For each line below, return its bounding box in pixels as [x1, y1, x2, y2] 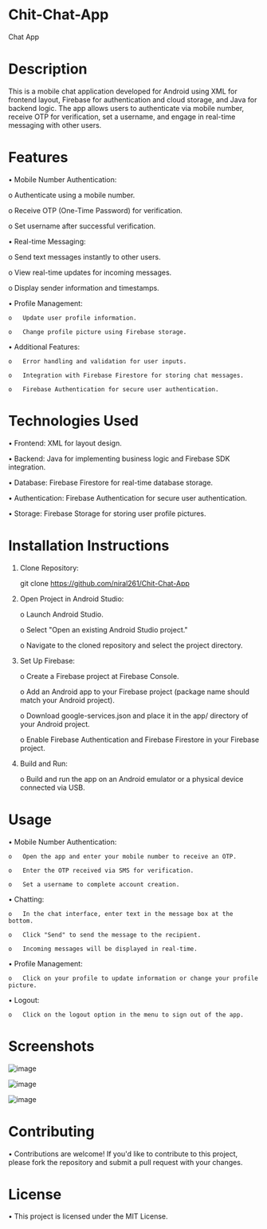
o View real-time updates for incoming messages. [8, 268, 172, 277]
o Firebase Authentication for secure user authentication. [8, 385, 219, 393]
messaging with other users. [8, 120, 102, 129]
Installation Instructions [8, 537, 170, 554]
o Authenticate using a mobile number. [8, 190, 135, 200]
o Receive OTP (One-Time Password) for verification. [8, 205, 183, 215]
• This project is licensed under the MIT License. [8, 1211, 169, 1221]
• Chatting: [8, 894, 45, 904]
